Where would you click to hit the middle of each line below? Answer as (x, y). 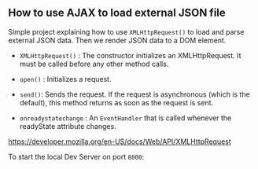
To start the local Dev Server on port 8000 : (76, 156)
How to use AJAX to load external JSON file (117, 13)
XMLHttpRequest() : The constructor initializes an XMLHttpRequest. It (130, 55)
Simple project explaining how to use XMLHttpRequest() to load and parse (126, 31)
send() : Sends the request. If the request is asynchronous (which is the (135, 94)
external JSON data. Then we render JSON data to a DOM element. (117, 40)
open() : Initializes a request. (65, 79)
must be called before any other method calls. (94, 64)
